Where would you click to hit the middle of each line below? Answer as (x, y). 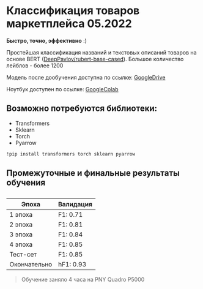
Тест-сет (23, 255)
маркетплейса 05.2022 (69, 24)
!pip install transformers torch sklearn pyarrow (71, 154)
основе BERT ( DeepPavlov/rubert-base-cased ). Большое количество (95, 59)
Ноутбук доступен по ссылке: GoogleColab (62, 89)
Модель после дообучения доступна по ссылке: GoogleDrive (86, 77)
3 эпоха (21, 235)
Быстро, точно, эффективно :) (47, 40)
